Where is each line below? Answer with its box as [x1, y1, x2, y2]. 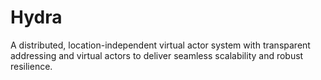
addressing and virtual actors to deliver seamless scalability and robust [10, 49, 304, 61]
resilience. [10, 60, 53, 72]
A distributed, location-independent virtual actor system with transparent [10, 39, 311, 51]
